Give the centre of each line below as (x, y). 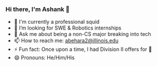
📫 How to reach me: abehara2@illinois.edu (66, 41)
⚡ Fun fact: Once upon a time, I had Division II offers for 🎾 (83, 49)
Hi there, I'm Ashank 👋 (38, 9)
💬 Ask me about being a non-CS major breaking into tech (82, 34)
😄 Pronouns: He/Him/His (44, 58)
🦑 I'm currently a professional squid (57, 22)
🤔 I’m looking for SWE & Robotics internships (68, 28)
